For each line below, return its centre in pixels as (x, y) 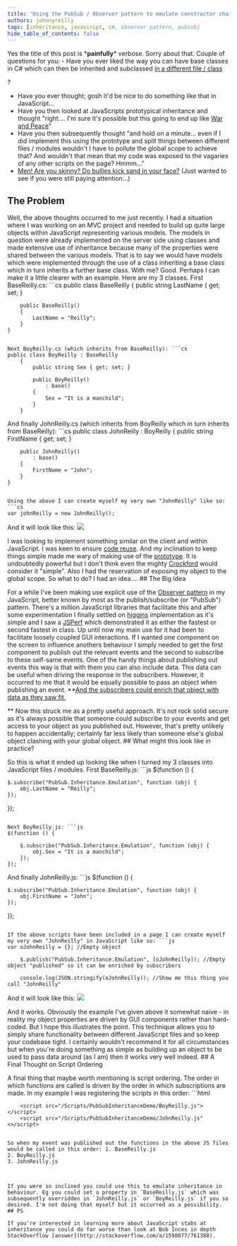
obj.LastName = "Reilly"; (58, 789)
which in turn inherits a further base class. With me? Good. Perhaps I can (114, 270)
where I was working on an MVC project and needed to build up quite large (116, 225)
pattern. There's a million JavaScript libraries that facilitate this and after (112, 607)
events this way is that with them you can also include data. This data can (114, 667)
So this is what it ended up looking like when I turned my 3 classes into (110, 762)
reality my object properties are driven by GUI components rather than (109, 1019)
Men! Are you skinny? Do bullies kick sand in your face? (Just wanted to (122, 171)
